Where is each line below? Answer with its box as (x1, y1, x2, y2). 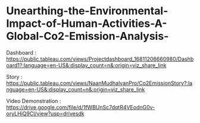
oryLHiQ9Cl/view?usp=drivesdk (6, 110, 85, 117)
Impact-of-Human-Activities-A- (6, 17, 167, 30)
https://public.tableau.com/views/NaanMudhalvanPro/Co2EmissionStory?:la (6, 79, 193, 87)
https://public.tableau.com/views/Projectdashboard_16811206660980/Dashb (6, 55, 194, 62)
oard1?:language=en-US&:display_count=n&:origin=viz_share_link (6, 61, 167, 69)
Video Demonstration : (6, 97, 61, 105)
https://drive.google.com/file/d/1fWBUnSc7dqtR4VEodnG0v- (6, 103, 155, 111)
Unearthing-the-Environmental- (6, 4, 168, 18)
